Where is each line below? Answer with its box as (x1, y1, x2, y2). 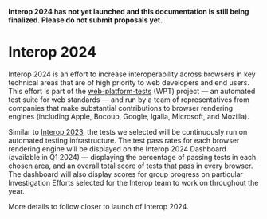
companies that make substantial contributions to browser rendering (8, 103, 234, 112)
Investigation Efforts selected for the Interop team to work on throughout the (8, 178, 259, 187)
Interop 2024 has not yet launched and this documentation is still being (8, 7, 249, 16)
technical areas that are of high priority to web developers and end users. (8, 77, 249, 87)
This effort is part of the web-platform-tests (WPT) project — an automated (8, 86, 256, 96)
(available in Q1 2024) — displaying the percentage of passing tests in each (8, 152, 257, 162)
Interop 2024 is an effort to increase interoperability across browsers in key (8, 69, 257, 79)
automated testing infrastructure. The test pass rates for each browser (8, 135, 240, 145)
